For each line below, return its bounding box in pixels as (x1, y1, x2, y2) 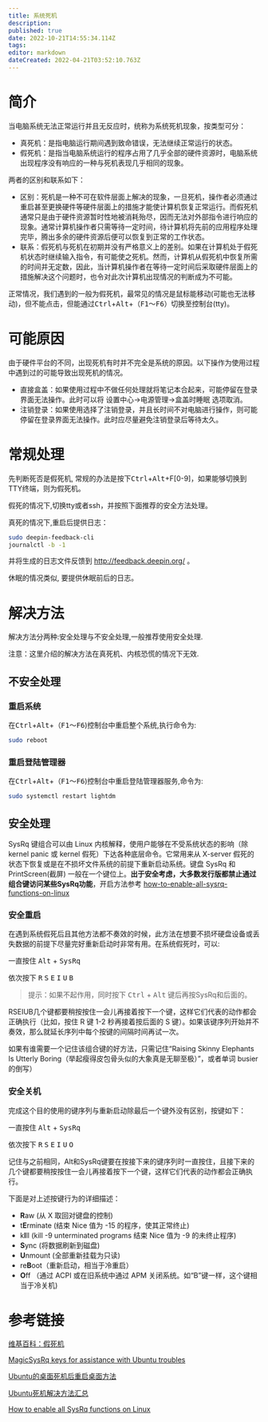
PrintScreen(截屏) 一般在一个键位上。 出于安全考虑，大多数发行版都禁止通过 (8, 868, 257, 879)
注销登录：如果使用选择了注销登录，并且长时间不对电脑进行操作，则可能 (19, 404, 258, 414)
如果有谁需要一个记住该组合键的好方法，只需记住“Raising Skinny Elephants (8, 1044, 254, 1054)
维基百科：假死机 (8, 1339, 65, 1349)
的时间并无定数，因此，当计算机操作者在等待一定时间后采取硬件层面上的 (19, 261, 258, 272)
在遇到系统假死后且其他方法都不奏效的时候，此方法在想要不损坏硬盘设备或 (8, 929, 253, 939)
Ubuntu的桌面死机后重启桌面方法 (8, 1372, 117, 1381)
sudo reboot (8, 737, 48, 745)
